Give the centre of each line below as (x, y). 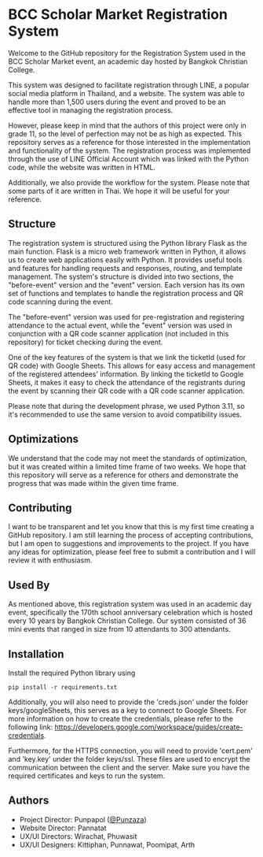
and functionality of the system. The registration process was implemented (130, 150)
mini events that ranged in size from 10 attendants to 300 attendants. (119, 629)
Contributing (40, 508)
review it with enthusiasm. (50, 560)
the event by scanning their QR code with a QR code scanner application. (126, 391)
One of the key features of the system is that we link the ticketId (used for (127, 357)
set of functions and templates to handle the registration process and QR (126, 293)
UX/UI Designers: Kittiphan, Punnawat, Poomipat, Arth (107, 844)
